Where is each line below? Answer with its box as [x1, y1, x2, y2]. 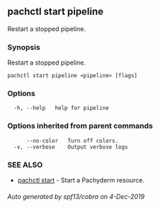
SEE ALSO [7, 160, 43, 170]
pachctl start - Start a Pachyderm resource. [17, 176, 145, 184]
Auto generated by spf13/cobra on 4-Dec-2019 [7, 192, 145, 201]
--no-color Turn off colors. [25, 137, 119, 144]
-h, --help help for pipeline [13, 104, 110, 112]
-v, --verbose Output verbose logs [13, 143, 129, 150]
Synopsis [7, 42, 40, 52]
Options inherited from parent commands [7, 121, 154, 131]
